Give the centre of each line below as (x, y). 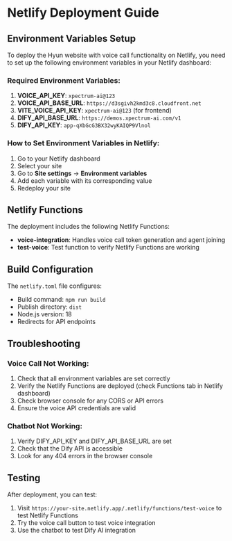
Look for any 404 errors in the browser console (85, 456)
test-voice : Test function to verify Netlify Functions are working (108, 248)
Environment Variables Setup (72, 39)
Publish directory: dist (49, 307)
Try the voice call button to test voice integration (86, 523)
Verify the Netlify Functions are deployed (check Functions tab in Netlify (120, 386)
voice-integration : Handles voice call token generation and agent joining (121, 240)
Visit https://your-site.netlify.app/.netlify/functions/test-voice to (119, 508)
